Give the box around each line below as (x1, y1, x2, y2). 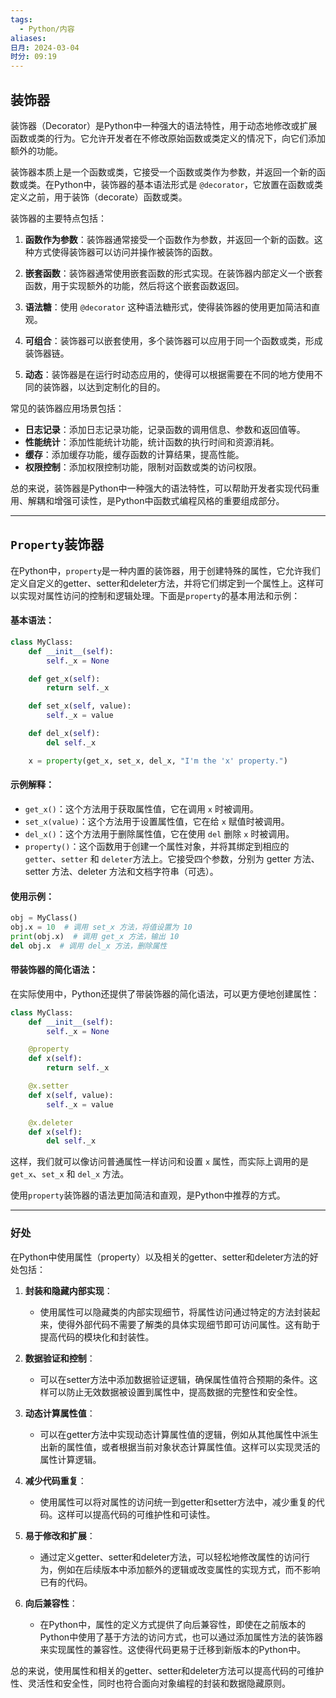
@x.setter (28, 1081, 70, 1091)
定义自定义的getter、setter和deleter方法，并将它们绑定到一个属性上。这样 (10, 577, 316, 589)
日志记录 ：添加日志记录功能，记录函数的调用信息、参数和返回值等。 (24, 423, 306, 435)
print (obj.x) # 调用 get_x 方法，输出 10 (10, 931, 180, 941)
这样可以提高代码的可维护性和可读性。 (57, 1508, 216, 1520)
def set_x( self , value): (28, 701, 132, 711)
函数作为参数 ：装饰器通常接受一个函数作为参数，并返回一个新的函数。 (24, 233, 315, 245)
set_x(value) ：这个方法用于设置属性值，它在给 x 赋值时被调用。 (24, 815, 290, 827)
